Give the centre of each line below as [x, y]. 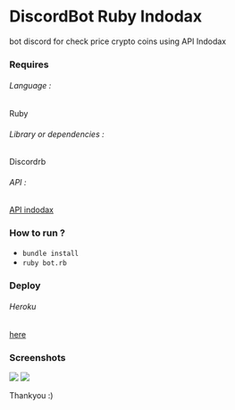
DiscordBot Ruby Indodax [106, 17]
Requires [29, 64]
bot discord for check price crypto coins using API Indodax [117, 41]
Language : [30, 86]
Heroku [23, 307]
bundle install [50, 253]
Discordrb [28, 162]
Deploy [25, 286]
